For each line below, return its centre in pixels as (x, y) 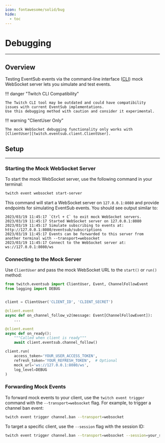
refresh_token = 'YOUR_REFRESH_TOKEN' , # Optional (66, 360)
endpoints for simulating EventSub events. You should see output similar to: (82, 208)
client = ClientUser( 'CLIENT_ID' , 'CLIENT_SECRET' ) (59, 302)
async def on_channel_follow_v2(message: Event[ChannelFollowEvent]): (79, 315)
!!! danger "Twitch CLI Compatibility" (42, 94)
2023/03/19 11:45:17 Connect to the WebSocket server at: (66, 243)
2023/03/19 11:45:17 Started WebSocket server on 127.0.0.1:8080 (73, 221)
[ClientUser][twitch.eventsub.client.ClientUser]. (58, 134)
